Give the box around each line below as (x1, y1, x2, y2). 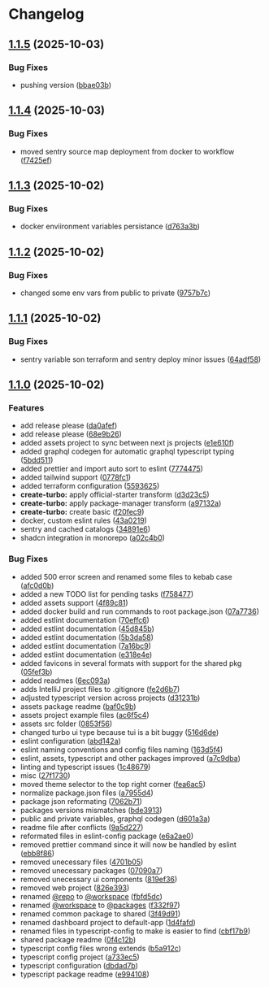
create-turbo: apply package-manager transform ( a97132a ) (20, 498, 222, 508)
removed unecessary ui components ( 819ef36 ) (20, 874, 178, 884)
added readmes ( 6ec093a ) (20, 676, 111, 685)
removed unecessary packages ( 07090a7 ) (20, 865, 163, 875)
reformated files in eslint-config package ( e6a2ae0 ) (20, 831, 194, 841)
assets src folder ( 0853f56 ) (20, 719, 113, 728)
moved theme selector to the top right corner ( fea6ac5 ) (20, 779, 206, 789)
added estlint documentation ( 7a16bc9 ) (20, 641, 152, 650)
